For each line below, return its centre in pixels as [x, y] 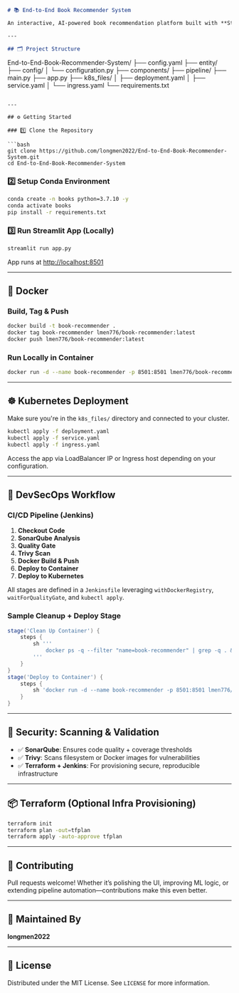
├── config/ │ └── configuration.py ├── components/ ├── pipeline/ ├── [117, 70]
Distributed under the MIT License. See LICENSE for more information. [108, 982]
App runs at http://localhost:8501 [55, 262]
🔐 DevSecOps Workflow [62, 495]
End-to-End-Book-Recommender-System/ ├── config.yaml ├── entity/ [113, 62]
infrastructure [38, 774]
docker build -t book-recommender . [62, 326]
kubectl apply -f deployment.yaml [59, 431]
